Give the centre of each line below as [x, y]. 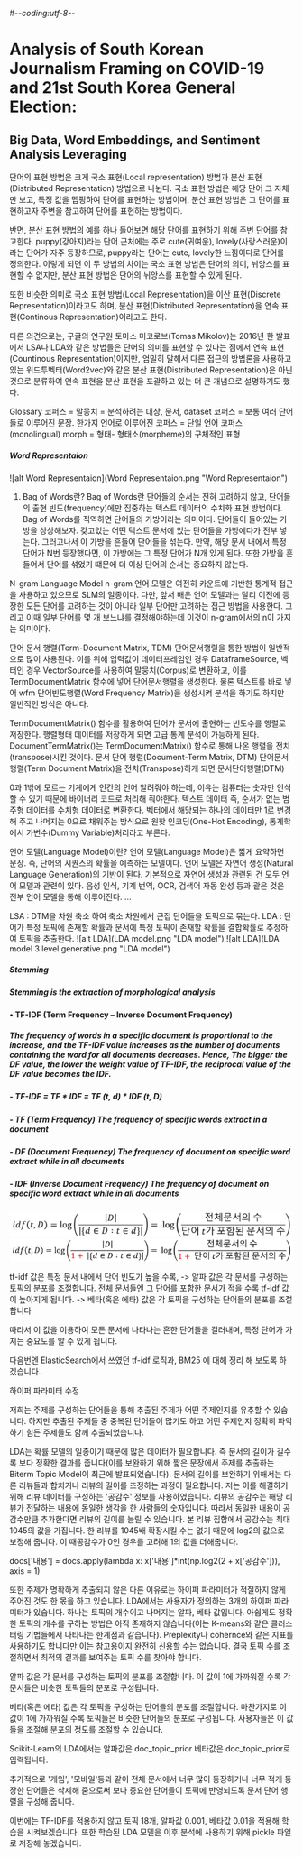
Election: [43, 107]
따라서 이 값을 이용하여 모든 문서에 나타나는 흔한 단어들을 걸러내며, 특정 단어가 [147, 1329]
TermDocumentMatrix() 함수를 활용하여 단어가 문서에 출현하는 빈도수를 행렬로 [148, 723]
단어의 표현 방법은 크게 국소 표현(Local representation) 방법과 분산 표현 [136, 177]
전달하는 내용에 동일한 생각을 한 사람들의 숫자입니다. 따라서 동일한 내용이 [153, 1508]
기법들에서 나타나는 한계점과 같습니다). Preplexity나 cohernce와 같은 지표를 [160, 1634]
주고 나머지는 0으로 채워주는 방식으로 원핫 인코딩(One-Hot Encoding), [143, 821]
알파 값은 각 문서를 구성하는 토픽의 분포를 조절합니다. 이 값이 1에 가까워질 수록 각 [150, 1676]
